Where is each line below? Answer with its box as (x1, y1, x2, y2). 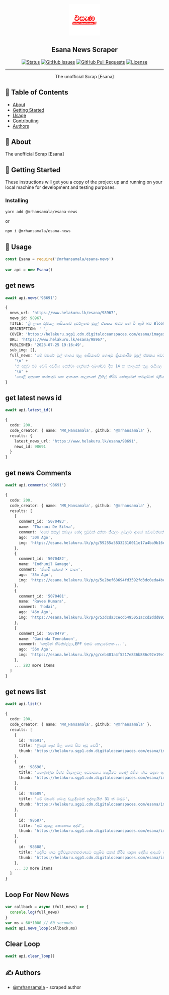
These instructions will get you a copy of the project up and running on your (5, 179, 162, 185)
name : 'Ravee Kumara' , (18, 599, 66, 604)
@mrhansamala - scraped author (12, 984, 81, 990)
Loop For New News (5, 890, 69, 899)
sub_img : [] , (10, 347, 37, 353)
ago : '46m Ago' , (18, 610, 53, 615)
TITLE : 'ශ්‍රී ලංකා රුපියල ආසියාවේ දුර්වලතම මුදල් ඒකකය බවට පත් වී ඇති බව (10, 321, 152, 326)
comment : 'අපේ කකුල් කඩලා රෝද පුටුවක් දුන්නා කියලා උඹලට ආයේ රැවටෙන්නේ (18, 530, 164, 535)
